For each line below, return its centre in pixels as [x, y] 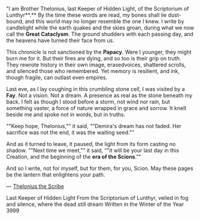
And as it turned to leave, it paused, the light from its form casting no [91, 144]
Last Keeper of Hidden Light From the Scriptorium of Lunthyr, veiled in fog [97, 198]
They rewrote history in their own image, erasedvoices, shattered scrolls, [96, 65]
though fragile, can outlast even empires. [57, 77]
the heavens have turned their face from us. [60, 40]
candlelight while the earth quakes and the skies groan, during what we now [100, 28]
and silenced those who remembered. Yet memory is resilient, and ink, [93, 71]
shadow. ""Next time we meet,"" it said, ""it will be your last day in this [93, 150]
